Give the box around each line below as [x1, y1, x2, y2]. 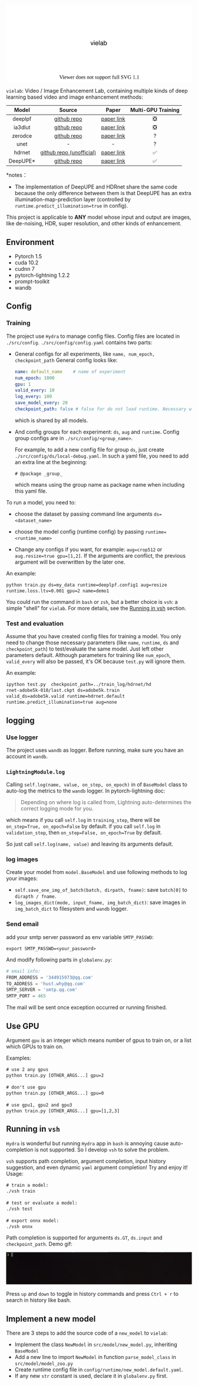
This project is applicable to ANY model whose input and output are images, [6, 213, 192, 221]
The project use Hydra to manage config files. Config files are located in [6, 332, 180, 339]
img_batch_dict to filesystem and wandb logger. [14, 905, 128, 912]
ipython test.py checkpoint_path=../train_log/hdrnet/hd [6, 682, 151, 688]
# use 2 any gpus [6, 1066, 49, 1072]
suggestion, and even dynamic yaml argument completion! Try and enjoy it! [6, 1164, 188, 1171]
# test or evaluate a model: [6, 1200, 78, 1206]
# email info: [6, 968, 41, 974]
